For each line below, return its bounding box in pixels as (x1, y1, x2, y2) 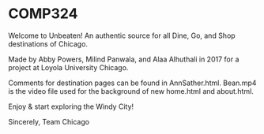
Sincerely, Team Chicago (8, 117, 89, 126)
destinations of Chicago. (8, 39, 89, 48)
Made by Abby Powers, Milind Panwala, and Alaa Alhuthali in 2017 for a (8, 54, 239, 64)
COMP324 (8, 5, 78, 23)
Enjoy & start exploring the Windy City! (8, 102, 134, 111)
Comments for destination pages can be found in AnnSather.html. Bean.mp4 (8, 78, 257, 87)
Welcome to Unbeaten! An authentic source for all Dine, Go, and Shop (8, 31, 236, 40)
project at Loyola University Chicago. (8, 62, 129, 72)
